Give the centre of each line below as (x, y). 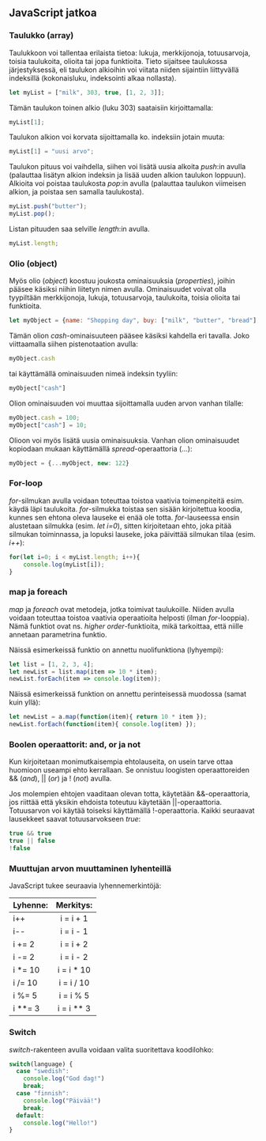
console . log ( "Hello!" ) (60, 1123)
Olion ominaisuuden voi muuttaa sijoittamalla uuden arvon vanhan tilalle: (126, 403)
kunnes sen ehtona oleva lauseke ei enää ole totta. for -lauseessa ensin (124, 517)
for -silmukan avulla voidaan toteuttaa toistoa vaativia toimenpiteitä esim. (126, 501)
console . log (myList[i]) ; (64, 565)
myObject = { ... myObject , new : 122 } (69, 463)
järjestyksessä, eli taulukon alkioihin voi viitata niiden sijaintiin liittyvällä (124, 70)
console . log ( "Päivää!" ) (62, 1101)
